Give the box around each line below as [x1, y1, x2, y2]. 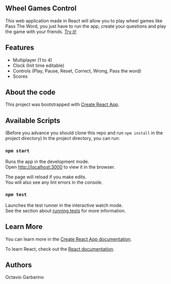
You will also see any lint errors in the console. [5, 179, 103, 185]
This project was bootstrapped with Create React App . [5, 102, 120, 108]
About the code [5, 88, 56, 97]
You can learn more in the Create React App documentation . [5, 236, 132, 242]
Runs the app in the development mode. [5, 158, 89, 164]
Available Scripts [5, 116, 60, 125]
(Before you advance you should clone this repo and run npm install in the [5, 130, 163, 136]
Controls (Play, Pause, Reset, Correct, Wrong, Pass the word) [12, 67, 141, 74]
